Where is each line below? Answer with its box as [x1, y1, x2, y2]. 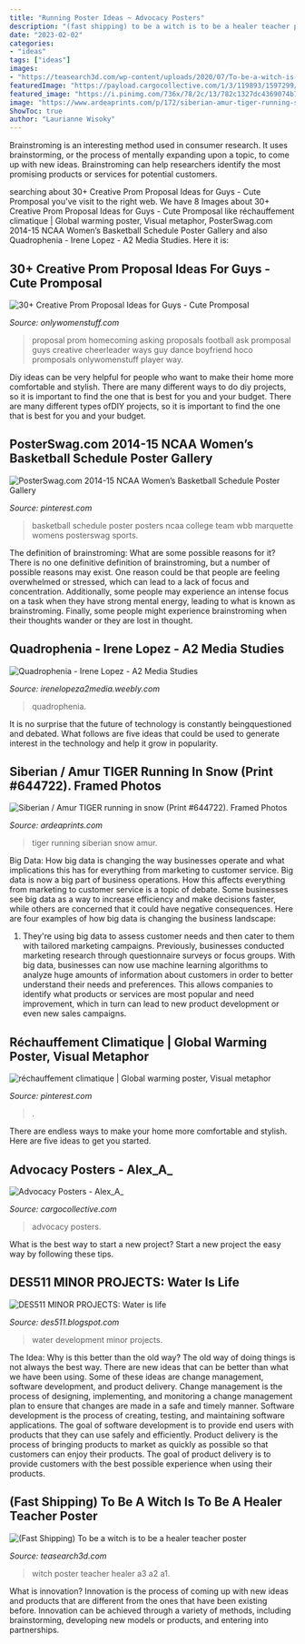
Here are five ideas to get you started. [9, 1135, 152, 1146]
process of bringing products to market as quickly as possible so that [9, 1438, 269, 1449]
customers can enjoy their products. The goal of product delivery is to [9, 1448, 271, 1459]
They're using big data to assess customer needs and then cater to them [22, 931, 295, 942]
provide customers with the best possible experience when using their [9, 1457, 272, 1469]
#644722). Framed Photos [9, 778, 162, 793]
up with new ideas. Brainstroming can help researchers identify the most [9, 159, 281, 170]
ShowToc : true [9, 106, 64, 116]
